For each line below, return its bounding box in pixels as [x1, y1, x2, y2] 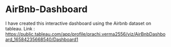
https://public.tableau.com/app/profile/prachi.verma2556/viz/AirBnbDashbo [5, 31, 166, 37]
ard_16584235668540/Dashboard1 [5, 36, 78, 42]
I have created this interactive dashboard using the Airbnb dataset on [5, 20, 152, 26]
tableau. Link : [5, 25, 35, 31]
